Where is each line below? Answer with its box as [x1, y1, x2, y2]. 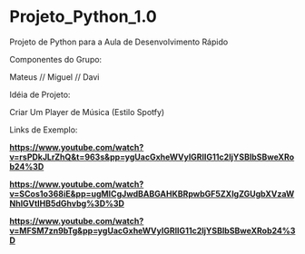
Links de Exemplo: [9, 124, 78, 135]
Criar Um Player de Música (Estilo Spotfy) [9, 106, 165, 117]
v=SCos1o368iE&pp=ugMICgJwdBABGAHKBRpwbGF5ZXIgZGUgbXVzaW [9, 188, 295, 199]
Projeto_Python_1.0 [9, 6, 157, 27]
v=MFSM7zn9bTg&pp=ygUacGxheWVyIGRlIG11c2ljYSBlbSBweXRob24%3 [9, 225, 296, 236]
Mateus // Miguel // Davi [9, 71, 100, 83]
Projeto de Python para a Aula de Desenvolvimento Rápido [9, 36, 229, 47]
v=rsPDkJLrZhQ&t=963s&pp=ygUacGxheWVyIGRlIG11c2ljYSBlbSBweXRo [9, 151, 295, 162]
